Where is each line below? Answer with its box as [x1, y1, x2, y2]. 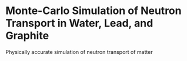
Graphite [5, 29, 49, 42]
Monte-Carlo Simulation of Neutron [5, 4, 182, 18]
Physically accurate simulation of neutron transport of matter [5, 48, 153, 55]
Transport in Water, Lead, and [5, 16, 153, 30]
